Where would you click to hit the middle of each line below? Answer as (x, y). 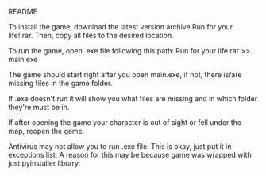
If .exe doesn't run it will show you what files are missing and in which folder (133, 98)
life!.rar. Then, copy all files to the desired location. (91, 35)
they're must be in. (39, 107)
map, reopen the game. (46, 131)
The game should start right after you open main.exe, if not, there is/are (125, 74)
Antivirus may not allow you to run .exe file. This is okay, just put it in (120, 146)
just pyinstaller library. (44, 163)
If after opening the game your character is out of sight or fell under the (125, 122)
